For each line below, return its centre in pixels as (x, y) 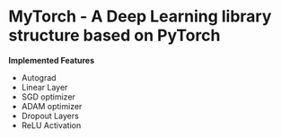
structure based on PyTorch (114, 35)
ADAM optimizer (52, 106)
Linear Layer (44, 87)
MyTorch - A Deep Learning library (140, 17)
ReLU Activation (51, 125)
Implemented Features (52, 60)
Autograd (39, 77)
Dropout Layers (50, 116)
